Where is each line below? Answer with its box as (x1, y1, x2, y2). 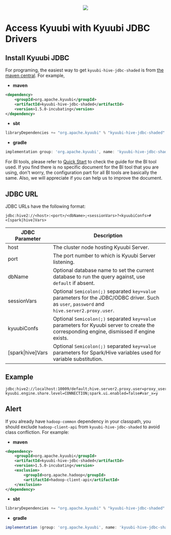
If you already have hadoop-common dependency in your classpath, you (5, 418, 151, 424)
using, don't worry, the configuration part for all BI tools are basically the (5, 169, 157, 176)
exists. (52, 334, 69, 342)
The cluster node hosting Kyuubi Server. (52, 244, 149, 251)
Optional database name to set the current (52, 266, 154, 274)
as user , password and (52, 300, 104, 307)
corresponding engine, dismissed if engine (52, 328, 155, 335)
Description (93, 232, 123, 239)
